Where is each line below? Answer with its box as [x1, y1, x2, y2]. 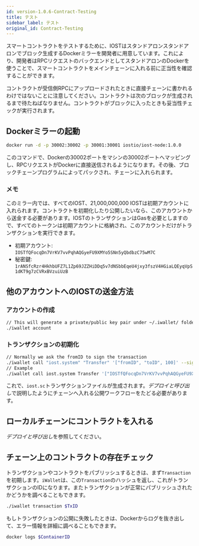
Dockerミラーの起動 [6, 126, 81, 136]
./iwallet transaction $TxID [6, 503, 78, 509]
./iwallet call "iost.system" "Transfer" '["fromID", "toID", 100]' [6, 359, 179, 366]
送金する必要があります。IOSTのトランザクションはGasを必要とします [11, 215, 183, 222]
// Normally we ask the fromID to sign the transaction [6, 354, 147, 360]
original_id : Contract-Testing [6, 25, 84, 32]
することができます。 [6, 72, 58, 79]
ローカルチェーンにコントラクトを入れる [6, 416, 154, 426]
